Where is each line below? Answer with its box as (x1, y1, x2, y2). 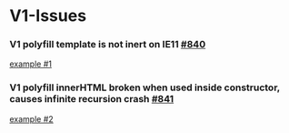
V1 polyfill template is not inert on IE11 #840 (9, 38, 206, 51)
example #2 (9, 113, 55, 124)
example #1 (9, 58, 53, 69)
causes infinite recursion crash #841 (9, 93, 174, 106)
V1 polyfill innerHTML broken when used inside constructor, (9, 81, 280, 94)
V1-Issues (9, 5, 87, 26)
